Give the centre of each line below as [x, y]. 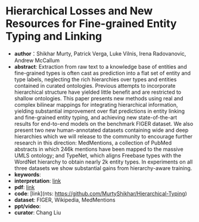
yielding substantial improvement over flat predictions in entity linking [99, 111]
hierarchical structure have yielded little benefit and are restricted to [98, 92]
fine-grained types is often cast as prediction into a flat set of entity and [102, 73]
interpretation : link [38, 181]
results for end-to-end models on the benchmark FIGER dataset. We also [104, 124]
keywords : [27, 174]
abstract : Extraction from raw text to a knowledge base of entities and [100, 66]
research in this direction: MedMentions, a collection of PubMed [93, 143]
